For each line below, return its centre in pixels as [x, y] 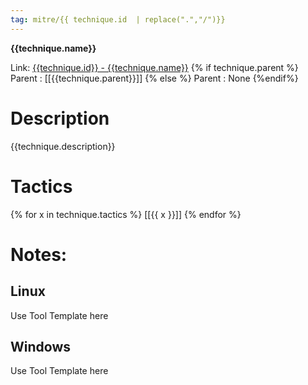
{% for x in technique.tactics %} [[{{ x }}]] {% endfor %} [126, 214]
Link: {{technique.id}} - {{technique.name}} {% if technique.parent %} [154, 67]
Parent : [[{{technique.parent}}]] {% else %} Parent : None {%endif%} [154, 78]
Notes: [39, 254]
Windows [40, 346]
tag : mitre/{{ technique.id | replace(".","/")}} [118, 19]
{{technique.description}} [63, 146]
